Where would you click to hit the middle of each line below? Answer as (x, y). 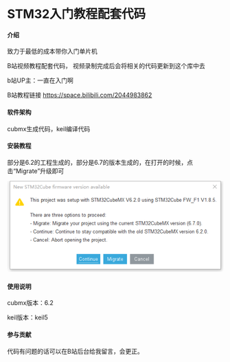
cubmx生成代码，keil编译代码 (49, 128)
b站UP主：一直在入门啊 (40, 80)
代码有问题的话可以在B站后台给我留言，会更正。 (76, 351)
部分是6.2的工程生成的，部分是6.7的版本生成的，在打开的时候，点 (100, 162)
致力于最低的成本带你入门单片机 (52, 52)
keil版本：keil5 (27, 317)
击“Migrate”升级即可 (36, 171)
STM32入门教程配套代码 (77, 14)
